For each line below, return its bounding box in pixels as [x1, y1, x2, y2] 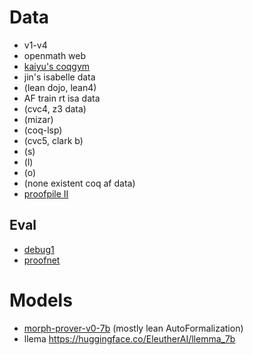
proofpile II [23, 187, 69, 200]
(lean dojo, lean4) [23, 81, 97, 93]
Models [9, 289, 73, 311]
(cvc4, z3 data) [23, 102, 87, 115]
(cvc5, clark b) [23, 134, 84, 146]
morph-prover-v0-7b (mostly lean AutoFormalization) [23, 322, 244, 334]
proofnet [23, 254, 61, 266]
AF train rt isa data [23, 92, 101, 104]
